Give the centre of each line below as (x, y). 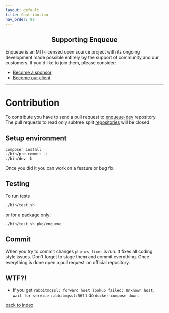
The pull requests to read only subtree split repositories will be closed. (78, 122)
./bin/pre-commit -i (27, 154)
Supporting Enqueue (84, 40)
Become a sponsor (32, 72)
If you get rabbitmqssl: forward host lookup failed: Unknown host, (84, 290)
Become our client (31, 78)
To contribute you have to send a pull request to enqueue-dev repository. (81, 117)
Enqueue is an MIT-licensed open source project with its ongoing (73, 52)
